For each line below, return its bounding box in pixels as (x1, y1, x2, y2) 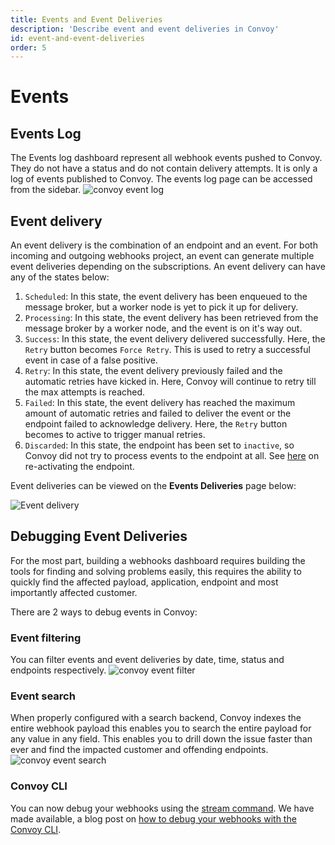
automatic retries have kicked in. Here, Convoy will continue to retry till (24, 376, 317, 388)
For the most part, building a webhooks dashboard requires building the (10, 554, 306, 566)
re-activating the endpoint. (24, 461, 135, 473)
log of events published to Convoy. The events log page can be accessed (10, 173, 313, 185)
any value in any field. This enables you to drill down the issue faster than (10, 733, 313, 745)
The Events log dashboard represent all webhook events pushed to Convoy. (10, 152, 323, 164)
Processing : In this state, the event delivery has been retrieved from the (24, 312, 319, 324)
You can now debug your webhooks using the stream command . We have (10, 802, 315, 814)
